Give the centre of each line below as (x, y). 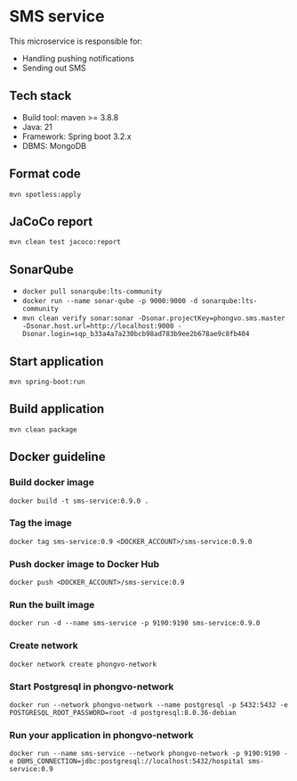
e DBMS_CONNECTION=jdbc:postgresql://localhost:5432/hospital (127, 761)
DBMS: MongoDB (54, 145)
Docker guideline (57, 457)
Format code (45, 174)
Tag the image (41, 523)
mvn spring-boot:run (48, 382)
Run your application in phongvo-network (101, 735)
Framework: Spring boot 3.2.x (76, 136)
